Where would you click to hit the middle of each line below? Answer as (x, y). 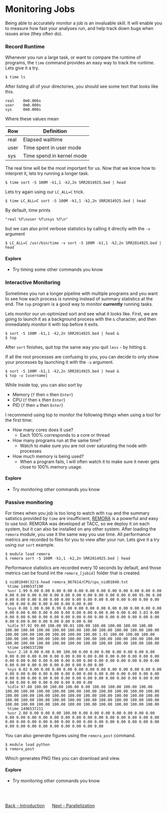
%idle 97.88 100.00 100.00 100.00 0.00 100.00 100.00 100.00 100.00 (80, 687)
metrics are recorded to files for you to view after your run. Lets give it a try (82, 540)
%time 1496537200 (25, 648)
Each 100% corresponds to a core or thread (65, 435)
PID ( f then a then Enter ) (38, 405)
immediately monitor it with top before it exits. (52, 324)
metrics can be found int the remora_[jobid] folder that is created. (73, 573)
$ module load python (28, 745)
